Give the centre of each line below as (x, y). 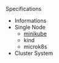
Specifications (24, 9)
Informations (30, 20)
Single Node (30, 27)
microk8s (35, 46)
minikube (35, 34)
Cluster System (34, 53)
